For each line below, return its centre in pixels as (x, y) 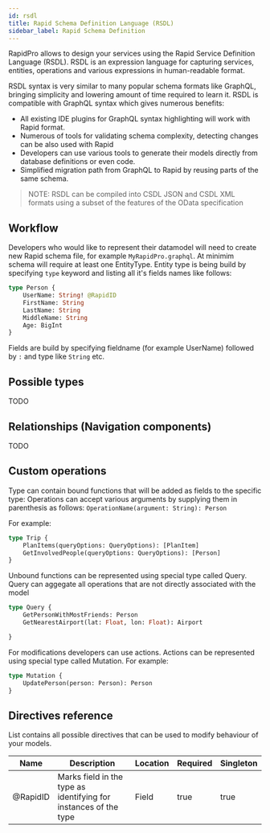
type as (72, 787)
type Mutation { (35, 675)
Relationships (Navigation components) (110, 427)
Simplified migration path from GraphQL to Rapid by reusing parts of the (139, 170)
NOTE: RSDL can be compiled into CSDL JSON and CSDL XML (131, 195)
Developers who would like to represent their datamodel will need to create (133, 248)
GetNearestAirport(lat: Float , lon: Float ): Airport (113, 622)
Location (152, 763)
